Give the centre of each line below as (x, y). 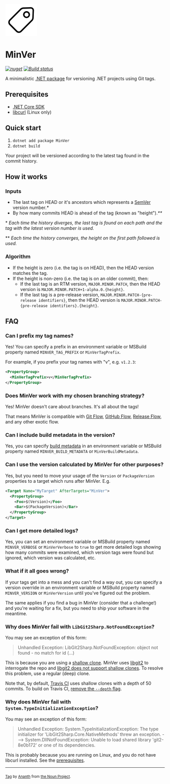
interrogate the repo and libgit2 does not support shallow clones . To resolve (84, 668)
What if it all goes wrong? (37, 571)
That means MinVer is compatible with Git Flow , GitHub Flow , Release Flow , (83, 416)
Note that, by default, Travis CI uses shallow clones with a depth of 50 (78, 683)
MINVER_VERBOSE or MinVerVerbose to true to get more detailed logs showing (83, 547)
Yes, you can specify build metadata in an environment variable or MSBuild (83, 446)
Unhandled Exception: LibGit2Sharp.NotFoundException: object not (88, 647)
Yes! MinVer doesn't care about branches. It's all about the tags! (72, 407)
